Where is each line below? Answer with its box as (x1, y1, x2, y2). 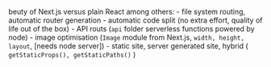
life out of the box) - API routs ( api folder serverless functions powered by (8, 24, 256, 33)
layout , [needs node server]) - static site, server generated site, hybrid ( (8, 41, 248, 51)
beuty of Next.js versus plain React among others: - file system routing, (8, 7, 246, 16)
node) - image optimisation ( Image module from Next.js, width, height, (8, 32, 244, 42)
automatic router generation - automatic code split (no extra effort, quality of (8, 15, 263, 25)
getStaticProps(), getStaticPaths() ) (8, 50, 136, 59)
